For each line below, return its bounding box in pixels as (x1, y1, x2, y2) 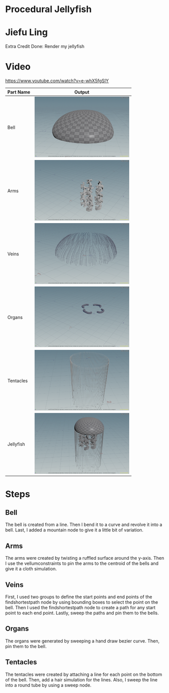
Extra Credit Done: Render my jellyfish (5, 43, 85, 49)
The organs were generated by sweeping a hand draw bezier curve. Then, (5, 637, 160, 644)
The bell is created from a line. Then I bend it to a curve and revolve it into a (5, 521, 162, 528)
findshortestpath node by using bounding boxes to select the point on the (5, 599, 158, 605)
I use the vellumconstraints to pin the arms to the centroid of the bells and (5, 560, 159, 566)
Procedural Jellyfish (5, 4, 92, 15)
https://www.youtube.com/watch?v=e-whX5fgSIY (5, 78, 109, 84)
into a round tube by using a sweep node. (5, 682, 92, 688)
